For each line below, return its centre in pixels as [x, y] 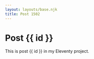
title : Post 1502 [23, 14]
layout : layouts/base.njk [31, 9]
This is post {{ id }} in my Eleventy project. [47, 51]
